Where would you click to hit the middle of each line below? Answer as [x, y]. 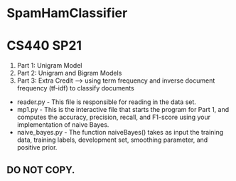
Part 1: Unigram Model [49, 66]
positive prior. [37, 148]
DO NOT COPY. [41, 170]
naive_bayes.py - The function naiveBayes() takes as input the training [120, 133]
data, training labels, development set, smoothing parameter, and [112, 140]
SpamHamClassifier [67, 13]
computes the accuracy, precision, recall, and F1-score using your [114, 117]
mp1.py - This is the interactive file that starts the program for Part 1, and [123, 110]
